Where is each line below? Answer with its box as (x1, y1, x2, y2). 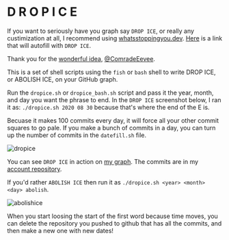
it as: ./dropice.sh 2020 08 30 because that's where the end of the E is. (7, 103, 210, 111)
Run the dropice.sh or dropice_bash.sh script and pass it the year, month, (7, 88, 214, 97)
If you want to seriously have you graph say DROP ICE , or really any (7, 27, 195, 35)
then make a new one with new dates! (7, 226, 114, 235)
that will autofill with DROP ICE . (7, 41, 92, 49)
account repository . (7, 165, 62, 173)
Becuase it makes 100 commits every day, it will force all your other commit (7, 116, 219, 124)
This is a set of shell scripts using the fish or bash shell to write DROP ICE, (7, 68, 217, 76)
